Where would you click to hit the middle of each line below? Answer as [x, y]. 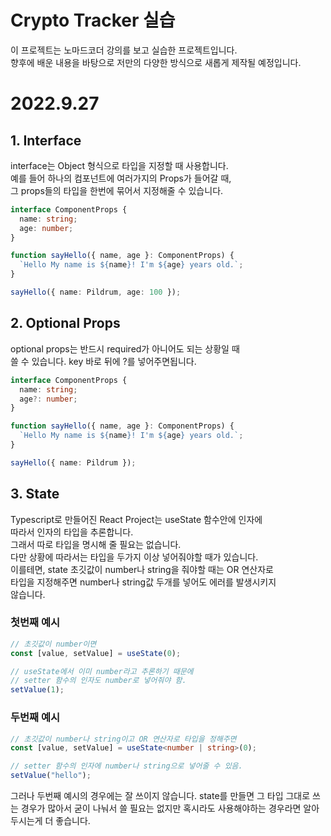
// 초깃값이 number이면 [53, 644]
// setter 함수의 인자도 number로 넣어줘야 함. [98, 681]
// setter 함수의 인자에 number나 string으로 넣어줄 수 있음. [126, 766]
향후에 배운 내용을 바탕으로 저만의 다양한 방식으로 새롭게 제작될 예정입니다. [156, 62]
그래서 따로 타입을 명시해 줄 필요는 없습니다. [96, 544]
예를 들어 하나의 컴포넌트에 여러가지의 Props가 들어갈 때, [121, 178]
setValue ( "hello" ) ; [51, 776]
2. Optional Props [65, 323]
